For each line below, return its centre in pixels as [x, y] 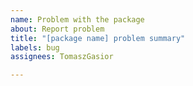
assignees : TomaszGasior [62, 57]
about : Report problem [57, 29]
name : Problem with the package [77, 19]
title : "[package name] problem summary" [98, 38]
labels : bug [35, 47]
